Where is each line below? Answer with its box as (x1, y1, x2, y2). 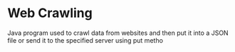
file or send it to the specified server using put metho (7, 36, 164, 44)
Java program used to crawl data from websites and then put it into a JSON (7, 28, 229, 37)
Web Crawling (7, 5, 93, 21)
